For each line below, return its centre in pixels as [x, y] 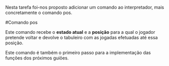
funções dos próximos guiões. [37, 58]
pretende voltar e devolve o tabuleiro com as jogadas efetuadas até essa [81, 38]
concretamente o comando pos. [39, 13]
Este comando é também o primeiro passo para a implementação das [78, 53]
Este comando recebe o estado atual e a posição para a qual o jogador [80, 32]
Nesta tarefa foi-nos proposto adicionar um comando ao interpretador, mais [85, 7]
